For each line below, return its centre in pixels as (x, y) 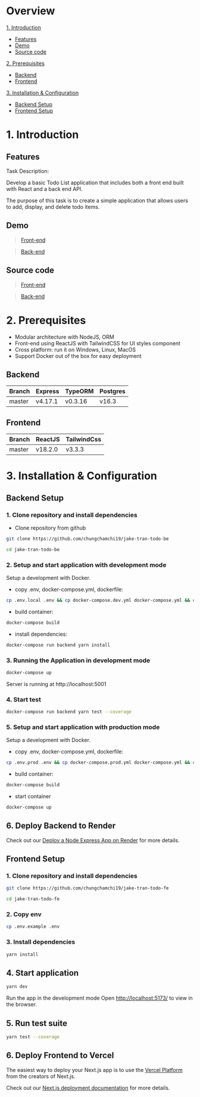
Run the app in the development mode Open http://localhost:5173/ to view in (100, 998)
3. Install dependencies (41, 942)
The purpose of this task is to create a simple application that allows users (97, 200)
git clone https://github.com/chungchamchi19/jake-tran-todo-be (87, 539)
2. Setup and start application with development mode (86, 565)
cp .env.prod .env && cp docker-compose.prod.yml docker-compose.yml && (98, 763)
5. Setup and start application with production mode (83, 727)
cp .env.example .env (33, 927)
